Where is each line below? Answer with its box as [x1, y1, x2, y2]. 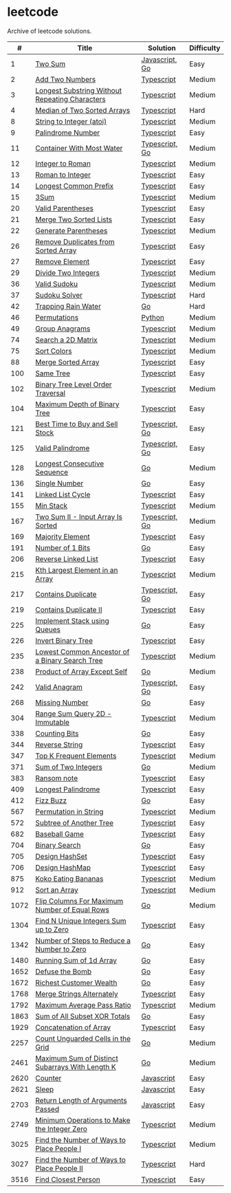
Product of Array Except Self [35, 666, 128, 676]
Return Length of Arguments [35, 1095, 127, 1105]
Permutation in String [35, 807, 104, 816]
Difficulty [188, 43, 221, 52]
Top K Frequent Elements [35, 751, 117, 760]
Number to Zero [35, 944, 87, 954]
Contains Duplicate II [35, 604, 102, 614]
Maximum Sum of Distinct [35, 1053, 118, 1063]
